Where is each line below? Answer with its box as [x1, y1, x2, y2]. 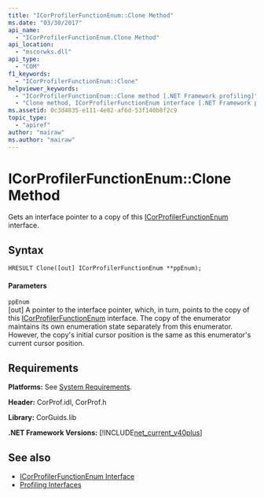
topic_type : [8, 114, 47, 122]
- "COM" [15, 63, 41, 71]
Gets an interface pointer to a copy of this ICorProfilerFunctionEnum [8, 212, 229, 222]
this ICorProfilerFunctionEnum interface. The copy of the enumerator [8, 314, 232, 323]
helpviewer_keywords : [8, 84, 79, 93]
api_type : [8, 56, 41, 64]
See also [8, 451, 51, 464]
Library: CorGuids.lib [8, 413, 77, 422]
